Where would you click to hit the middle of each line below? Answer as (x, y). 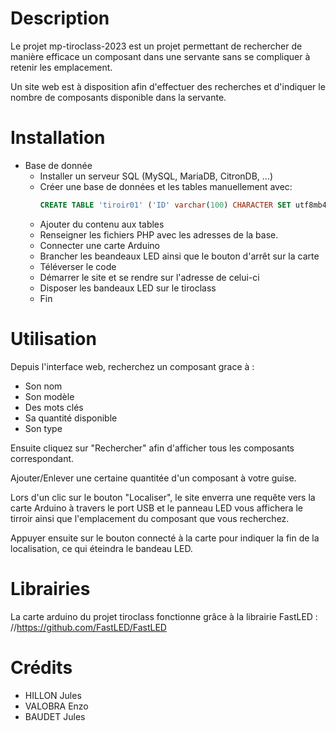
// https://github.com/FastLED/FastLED (88, 627)
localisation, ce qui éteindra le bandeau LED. (101, 548)
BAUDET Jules (55, 716)
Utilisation (53, 338)
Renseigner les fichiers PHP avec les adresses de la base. (159, 234)
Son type (43, 428)
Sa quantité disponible (71, 418)
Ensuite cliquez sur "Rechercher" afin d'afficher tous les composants (152, 448)
